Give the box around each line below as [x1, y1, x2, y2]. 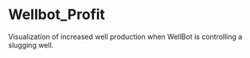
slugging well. [8, 40, 54, 49]
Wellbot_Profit [8, 6, 106, 24]
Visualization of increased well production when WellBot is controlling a [8, 32, 243, 41]
